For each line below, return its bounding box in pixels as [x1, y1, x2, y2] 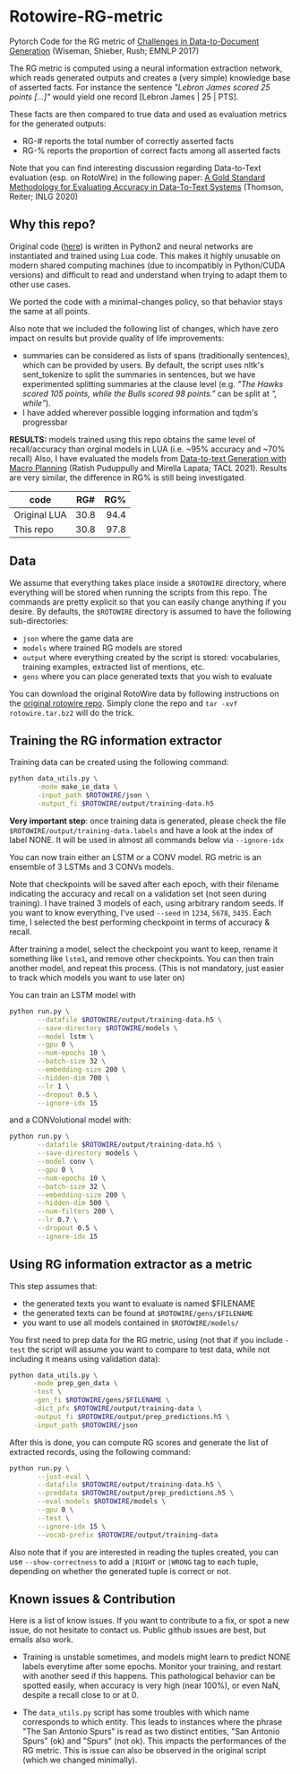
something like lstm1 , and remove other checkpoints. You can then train [9, 952, 275, 964]
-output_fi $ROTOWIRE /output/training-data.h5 [37, 799, 215, 808]
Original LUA [13, 508, 67, 521]
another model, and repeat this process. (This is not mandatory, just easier [9, 962, 285, 973]
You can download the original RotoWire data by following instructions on [9, 688, 279, 699]
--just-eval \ [37, 1472, 90, 1481]
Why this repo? [9, 217, 96, 232]
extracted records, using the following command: [9, 1446, 191, 1457]
